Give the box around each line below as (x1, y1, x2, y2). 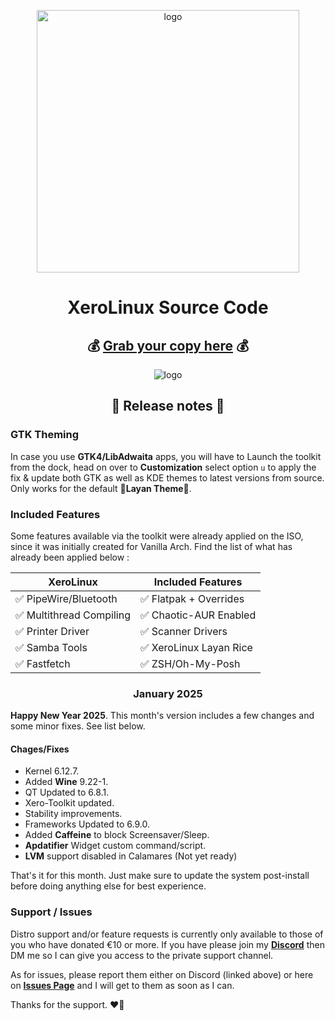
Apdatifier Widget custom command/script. (24, 840, 207, 852)
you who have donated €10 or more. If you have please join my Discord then (10, 938, 325, 950)
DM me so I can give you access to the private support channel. (10, 949, 274, 961)
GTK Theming (10, 428, 80, 442)
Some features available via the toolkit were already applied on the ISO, (10, 530, 304, 542)
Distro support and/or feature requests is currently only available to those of (10, 928, 324, 940)
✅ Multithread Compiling (15, 608, 131, 622)
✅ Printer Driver (15, 624, 90, 638)
